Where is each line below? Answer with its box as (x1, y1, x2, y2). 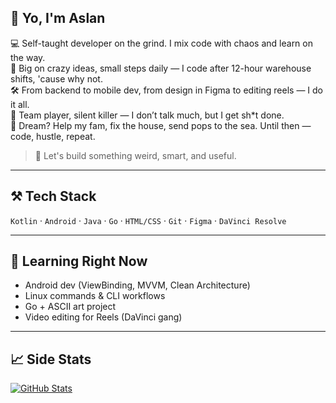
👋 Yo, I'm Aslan (10, 10, 106, 27)
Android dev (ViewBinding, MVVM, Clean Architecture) (24, 279, 251, 291)
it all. (10, 98, 30, 110)
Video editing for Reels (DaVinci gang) (24, 311, 183, 323)
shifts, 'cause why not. (10, 72, 103, 85)
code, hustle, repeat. (10, 130, 96, 142)
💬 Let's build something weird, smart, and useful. (34, 149, 237, 161)
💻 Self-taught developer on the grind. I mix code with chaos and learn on (10, 37, 313, 49)
